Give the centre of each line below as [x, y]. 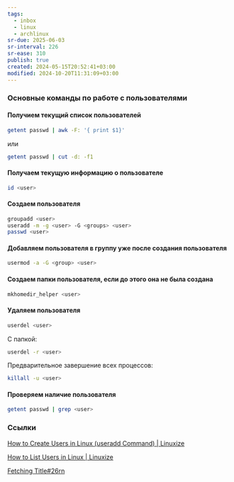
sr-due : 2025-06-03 [36, 40]
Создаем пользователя [44, 204]
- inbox [25, 21]
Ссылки [22, 428]
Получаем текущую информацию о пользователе [85, 172]
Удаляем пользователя [44, 310]
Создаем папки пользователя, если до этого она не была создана [110, 279]
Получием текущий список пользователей [74, 115]
